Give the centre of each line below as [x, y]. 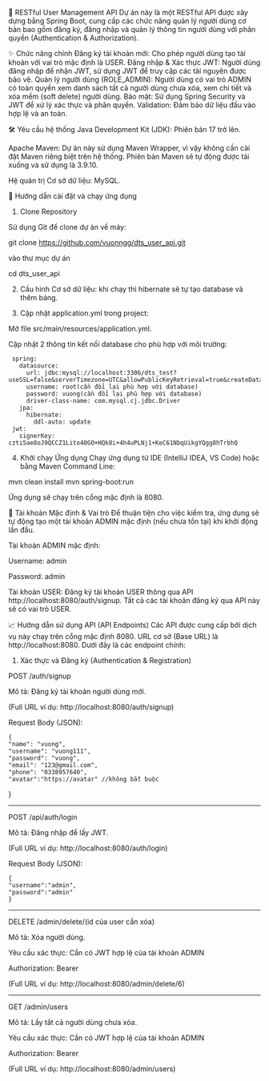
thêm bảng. [39, 297]
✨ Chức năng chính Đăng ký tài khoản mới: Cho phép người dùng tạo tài [127, 53]
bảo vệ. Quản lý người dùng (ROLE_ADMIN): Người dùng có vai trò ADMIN [130, 79]
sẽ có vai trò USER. [40, 609]
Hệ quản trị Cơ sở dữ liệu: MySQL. [64, 181]
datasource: [39, 366]
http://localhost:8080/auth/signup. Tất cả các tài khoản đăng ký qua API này [134, 600]
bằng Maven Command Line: [67, 466]
